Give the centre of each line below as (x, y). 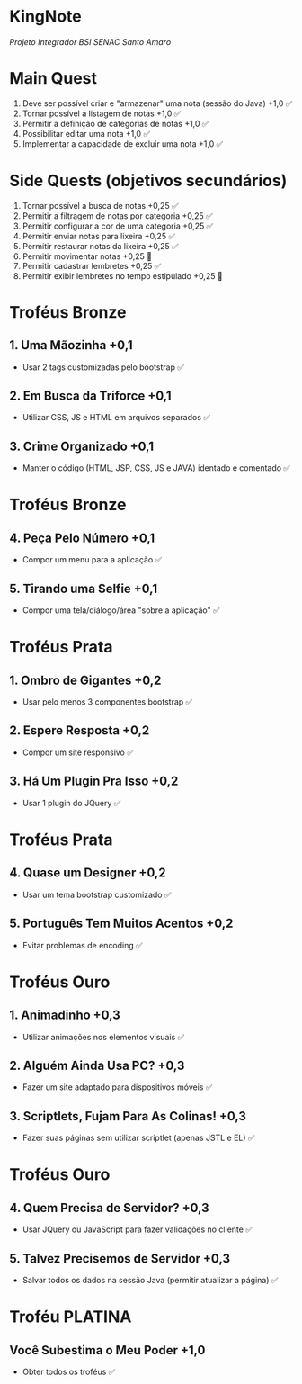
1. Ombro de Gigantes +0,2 (85, 680)
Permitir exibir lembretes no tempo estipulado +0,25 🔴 (122, 275)
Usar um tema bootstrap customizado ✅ (97, 894)
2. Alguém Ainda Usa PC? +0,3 (97, 1065)
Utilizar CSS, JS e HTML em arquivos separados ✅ (116, 418)
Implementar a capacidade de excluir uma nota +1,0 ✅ (123, 144)
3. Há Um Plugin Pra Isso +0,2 (94, 782)
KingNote (46, 17)
